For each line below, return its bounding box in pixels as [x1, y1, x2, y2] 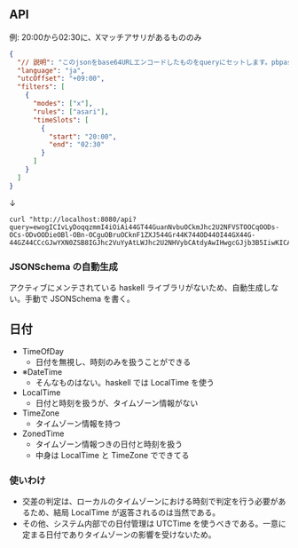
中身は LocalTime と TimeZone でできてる [35, 449, 190, 460]
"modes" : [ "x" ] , [32, 99, 93, 108]
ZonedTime [21, 428, 65, 439]
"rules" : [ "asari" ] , [32, 107, 109, 116]
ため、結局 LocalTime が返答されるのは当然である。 [29, 507, 221, 518]
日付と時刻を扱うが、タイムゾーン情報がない [35, 397, 199, 408]
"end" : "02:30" [48, 140, 105, 149]
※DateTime [21, 366, 63, 377]
